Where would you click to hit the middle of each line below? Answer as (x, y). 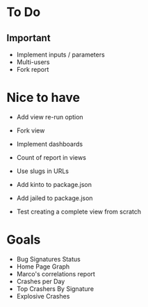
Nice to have (43, 98)
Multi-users (33, 62)
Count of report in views (51, 157)
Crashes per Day (41, 281)
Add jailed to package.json (55, 198)
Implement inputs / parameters (60, 54)
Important (28, 38)
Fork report (33, 69)
